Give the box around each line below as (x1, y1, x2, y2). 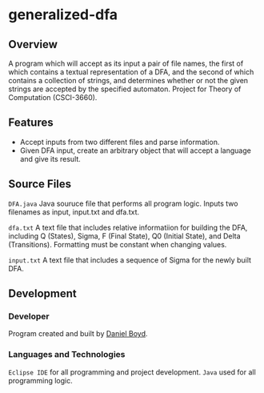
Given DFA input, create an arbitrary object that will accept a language (19, 146, 252, 155)
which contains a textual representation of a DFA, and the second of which (8, 67, 254, 77)
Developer (8, 311, 50, 322)
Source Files (8, 178, 72, 191)
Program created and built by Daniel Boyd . (8, 329, 148, 339)
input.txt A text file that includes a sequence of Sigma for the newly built (8, 255, 252, 265)
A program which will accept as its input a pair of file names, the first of (8, 58, 244, 68)
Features (8, 116, 54, 130)
